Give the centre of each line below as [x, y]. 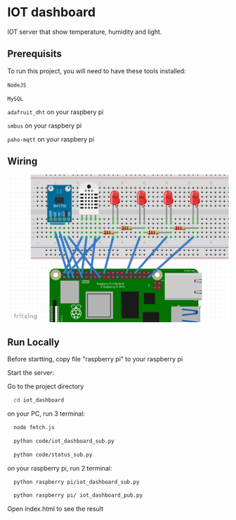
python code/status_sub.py [53, 454]
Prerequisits [34, 54]
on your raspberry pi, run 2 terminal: [60, 468]
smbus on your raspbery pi [45, 125]
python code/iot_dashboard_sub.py [64, 441]
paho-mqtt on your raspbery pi [51, 139]
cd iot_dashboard [39, 400]
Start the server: [31, 373]
